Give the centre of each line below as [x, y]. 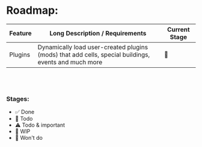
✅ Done [25, 112]
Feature [20, 33]
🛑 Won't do [29, 138]
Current [179, 29]
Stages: [18, 98]
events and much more [70, 62]
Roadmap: [32, 10]
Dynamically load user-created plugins [93, 47]
